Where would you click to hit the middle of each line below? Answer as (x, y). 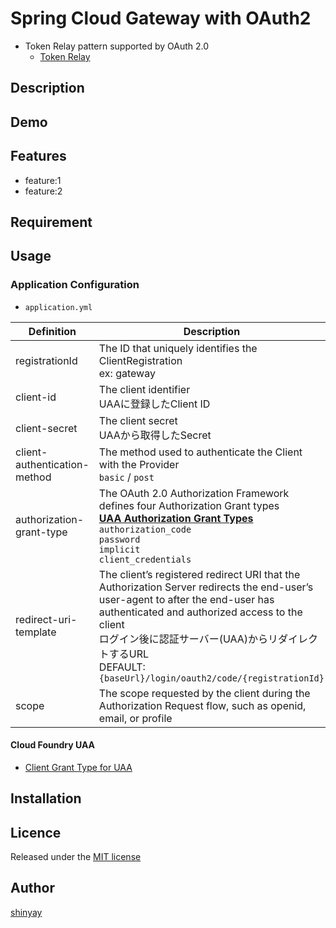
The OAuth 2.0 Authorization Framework (194, 493)
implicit (119, 549)
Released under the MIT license (76, 857)
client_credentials (145, 559)
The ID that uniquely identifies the (178, 348)
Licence (36, 832)
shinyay (26, 912)
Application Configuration (75, 285)
